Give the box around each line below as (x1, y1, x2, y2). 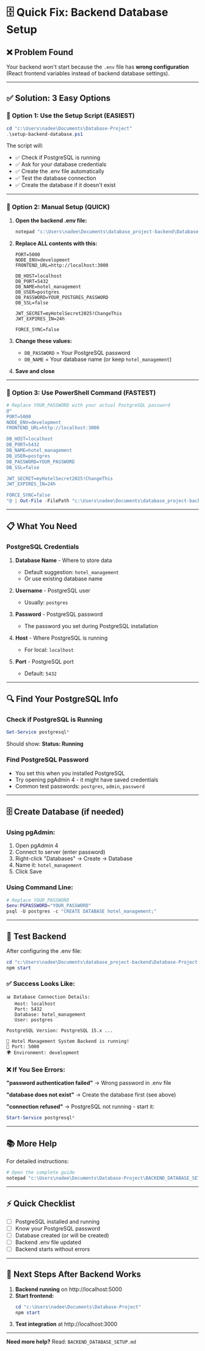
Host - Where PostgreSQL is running (15, 634, 108, 642)
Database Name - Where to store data (15, 557, 112, 564)
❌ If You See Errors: (6, 1065, 65, 1074)
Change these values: (15, 337, 72, 344)
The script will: (6, 142, 44, 149)
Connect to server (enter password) (15, 848, 106, 856)
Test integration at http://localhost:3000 (15, 1320, 118, 1328)
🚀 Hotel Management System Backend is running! (6, 1038, 130, 1045)
